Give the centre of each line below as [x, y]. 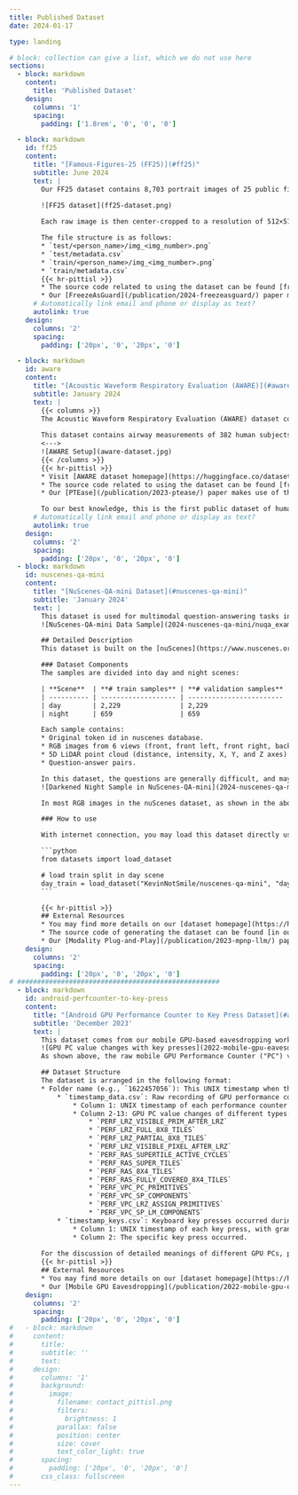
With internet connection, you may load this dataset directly [160, 835]
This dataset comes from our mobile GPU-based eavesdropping [157, 1040]
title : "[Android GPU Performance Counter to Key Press [138, 1015]
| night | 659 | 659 [121, 714]
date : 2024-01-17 [41, 26]
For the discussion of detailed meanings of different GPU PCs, [162, 1254]
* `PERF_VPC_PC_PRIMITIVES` [140, 1188]
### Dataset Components [85, 665]
